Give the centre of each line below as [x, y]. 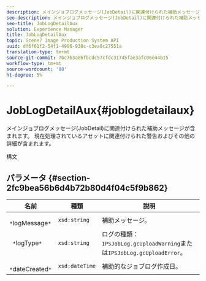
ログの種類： [120, 234]
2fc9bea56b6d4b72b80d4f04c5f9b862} [87, 188]
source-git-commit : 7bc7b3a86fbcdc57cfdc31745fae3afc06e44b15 [87, 58]
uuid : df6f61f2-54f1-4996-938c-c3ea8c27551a [64, 47]
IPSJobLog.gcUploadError [144, 253]
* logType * [27, 243]
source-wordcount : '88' [37, 69]
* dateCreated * [31, 269]
